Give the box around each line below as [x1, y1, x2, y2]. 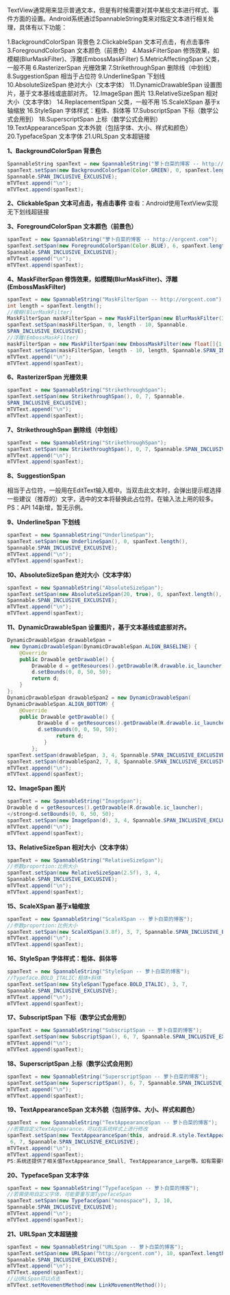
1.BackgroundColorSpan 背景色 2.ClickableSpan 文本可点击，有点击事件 [7, 38, 210, 46]
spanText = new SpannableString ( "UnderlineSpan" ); [7, 531, 155, 539]
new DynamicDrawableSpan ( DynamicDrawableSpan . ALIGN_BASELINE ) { [10, 643, 197, 650]
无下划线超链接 [7, 208, 49, 216]
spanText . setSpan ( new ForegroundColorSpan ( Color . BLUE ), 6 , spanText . [7, 242, 210, 249]
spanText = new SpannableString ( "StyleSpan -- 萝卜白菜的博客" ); [7, 968, 190, 975]
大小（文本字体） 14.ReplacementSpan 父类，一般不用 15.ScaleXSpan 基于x [7, 98, 220, 106]
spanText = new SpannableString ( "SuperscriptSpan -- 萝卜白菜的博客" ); [7, 1073, 209, 1080]
